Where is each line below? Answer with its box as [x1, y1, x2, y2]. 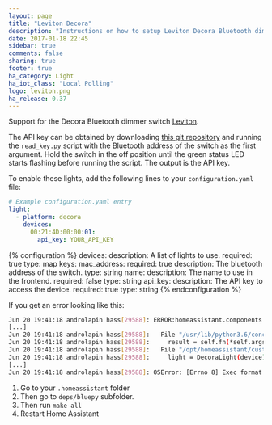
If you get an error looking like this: [8, 300, 125, 309]
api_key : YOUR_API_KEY [37, 235, 114, 243]
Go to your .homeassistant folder [19, 383, 130, 393]
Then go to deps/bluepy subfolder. [19, 391, 134, 401]
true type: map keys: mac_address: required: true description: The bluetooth [8, 259, 263, 268]
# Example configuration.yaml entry [8, 198, 132, 206]
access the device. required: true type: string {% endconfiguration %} [8, 284, 242, 294]
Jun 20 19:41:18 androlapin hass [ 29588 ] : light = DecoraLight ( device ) [8, 353, 266, 361]
